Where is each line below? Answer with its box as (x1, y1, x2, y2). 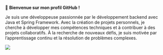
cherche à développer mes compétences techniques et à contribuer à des (5, 25, 156, 30)
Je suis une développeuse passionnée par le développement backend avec (5, 14, 159, 20)
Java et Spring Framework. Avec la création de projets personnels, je (5, 20, 145, 25)
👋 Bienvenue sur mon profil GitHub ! (5, 5, 80, 10)
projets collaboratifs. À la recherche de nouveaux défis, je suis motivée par (5, 30, 157, 35)
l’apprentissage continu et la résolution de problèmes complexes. (5, 35, 137, 41)
